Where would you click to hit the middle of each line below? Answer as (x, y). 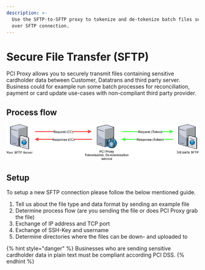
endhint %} (20, 261)
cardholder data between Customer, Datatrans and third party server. (93, 80)
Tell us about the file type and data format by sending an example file (102, 204)
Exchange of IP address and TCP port (63, 224)
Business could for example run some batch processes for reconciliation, (98, 87)
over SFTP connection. (41, 26)
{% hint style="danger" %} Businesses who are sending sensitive (89, 249)
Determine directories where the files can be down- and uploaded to (101, 237)
